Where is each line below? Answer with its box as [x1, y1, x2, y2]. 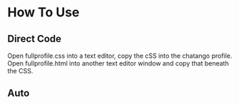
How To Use [7, 4, 80, 21]
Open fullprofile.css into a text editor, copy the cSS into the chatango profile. [7, 51, 233, 60]
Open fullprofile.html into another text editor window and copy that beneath [7, 59, 230, 68]
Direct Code [7, 33, 62, 45]
